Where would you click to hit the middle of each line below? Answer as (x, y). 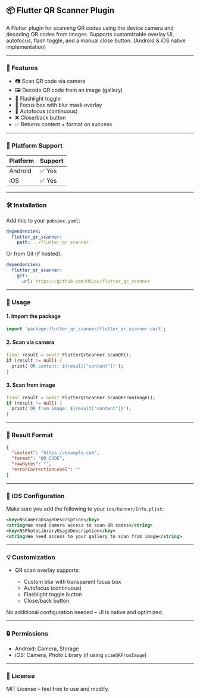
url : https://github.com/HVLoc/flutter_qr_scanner (86, 281)
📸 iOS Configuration (35, 496)
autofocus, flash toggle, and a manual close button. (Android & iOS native (96, 40)
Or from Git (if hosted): (34, 254)
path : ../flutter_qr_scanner (53, 242)
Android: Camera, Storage (47, 649)
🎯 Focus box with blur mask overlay (58, 105)
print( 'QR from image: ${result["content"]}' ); (72, 409)
